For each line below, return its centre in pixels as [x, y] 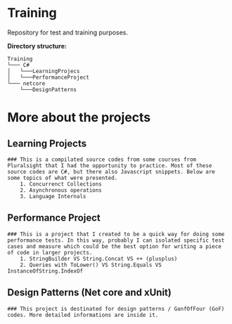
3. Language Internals [53, 196]
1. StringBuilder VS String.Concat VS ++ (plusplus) [99, 259]
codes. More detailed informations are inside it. [83, 315]
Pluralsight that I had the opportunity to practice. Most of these [110, 166]
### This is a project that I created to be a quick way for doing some [116, 234]
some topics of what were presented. [63, 178]
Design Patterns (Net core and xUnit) [90, 293]
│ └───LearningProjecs [44, 71]
